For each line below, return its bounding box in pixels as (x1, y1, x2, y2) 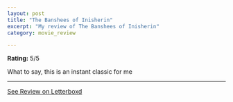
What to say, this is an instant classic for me (7, 68, 133, 76)
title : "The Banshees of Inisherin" (7, 17, 113, 23)
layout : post (7, 10, 45, 17)
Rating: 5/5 (7, 54, 40, 63)
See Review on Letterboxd (7, 88, 83, 96)
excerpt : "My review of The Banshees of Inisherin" (7, 23, 159, 30)
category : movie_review (7, 29, 76, 37)
